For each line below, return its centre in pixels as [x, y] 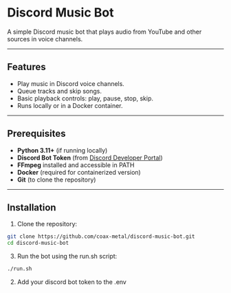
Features [26, 67]
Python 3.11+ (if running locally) [62, 150]
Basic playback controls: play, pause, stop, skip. [85, 98]
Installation [32, 207]
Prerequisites [36, 134]
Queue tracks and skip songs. [59, 91]
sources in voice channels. [45, 39]
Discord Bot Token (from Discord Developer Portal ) [90, 158]
